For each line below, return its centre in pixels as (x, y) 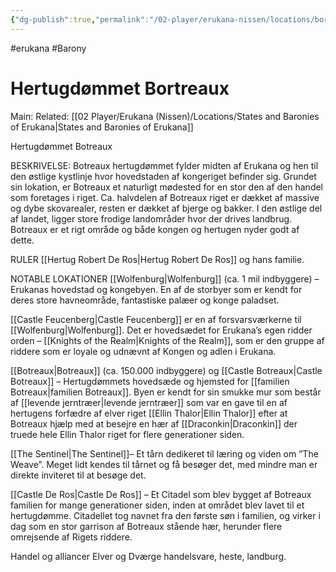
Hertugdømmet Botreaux (61, 146)
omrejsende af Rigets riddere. (71, 537)
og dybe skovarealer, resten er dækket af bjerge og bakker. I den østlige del (166, 208)
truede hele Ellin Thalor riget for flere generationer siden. (127, 434)
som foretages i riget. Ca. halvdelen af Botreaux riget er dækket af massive (165, 197)
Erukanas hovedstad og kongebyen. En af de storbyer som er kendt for (156, 289)
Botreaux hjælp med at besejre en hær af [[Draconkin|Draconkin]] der (154, 423)
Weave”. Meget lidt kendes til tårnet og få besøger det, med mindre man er (164, 464)
